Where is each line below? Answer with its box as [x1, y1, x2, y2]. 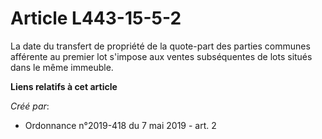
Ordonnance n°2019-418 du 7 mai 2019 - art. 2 [24, 119, 217, 131]
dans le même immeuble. [10, 61, 114, 73]
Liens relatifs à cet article [10, 80, 118, 92]
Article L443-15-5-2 [10, 7, 182, 30]
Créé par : [10, 100, 50, 112]
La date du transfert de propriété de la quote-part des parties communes [10, 40, 311, 52]
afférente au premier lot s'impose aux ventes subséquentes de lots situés [10, 50, 313, 62]
